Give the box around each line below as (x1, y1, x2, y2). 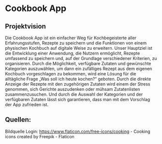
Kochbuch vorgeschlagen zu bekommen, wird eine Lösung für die (5, 71, 136, 76)
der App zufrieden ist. (5, 102, 49, 107)
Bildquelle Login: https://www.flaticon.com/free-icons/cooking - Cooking (5, 129, 151, 134)
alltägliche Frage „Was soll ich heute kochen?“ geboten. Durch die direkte (5, 76, 151, 82)
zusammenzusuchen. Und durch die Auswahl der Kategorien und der (5, 91, 143, 97)
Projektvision (5, 22, 46, 30)
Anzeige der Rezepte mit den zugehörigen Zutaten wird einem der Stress (5, 81, 150, 87)
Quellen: (5, 115, 31, 124)
